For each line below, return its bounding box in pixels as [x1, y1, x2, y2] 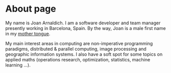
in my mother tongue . [5, 30, 51, 36]
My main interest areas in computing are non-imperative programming [5, 40, 153, 46]
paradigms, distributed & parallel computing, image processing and [5, 46, 146, 52]
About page [5, 3, 56, 15]
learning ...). [5, 62, 31, 68]
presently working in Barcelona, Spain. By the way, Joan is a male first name [5, 25, 166, 31]
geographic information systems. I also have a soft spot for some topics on [5, 51, 163, 57]
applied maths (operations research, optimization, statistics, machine [5, 56, 151, 62]
